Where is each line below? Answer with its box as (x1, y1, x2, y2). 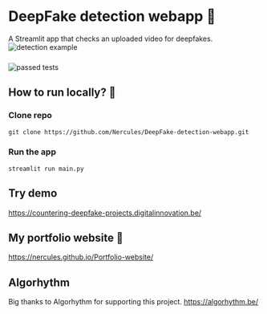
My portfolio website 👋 (8, 231, 124, 245)
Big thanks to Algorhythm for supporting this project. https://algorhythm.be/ (8, 297, 259, 307)
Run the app (8, 146, 56, 157)
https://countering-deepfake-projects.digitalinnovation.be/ (8, 208, 202, 218)
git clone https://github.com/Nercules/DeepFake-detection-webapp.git (8, 128, 249, 136)
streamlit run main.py (8, 165, 84, 173)
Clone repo (8, 110, 52, 121)
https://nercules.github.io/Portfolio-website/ (8, 252, 154, 262)
